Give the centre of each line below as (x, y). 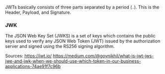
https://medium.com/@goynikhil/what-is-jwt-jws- (103, 56)
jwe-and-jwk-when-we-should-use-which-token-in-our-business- (73, 61)
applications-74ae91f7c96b (33, 67)
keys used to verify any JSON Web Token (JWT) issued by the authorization (83, 41)
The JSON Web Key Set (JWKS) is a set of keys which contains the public (80, 36)
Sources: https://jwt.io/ (28, 56)
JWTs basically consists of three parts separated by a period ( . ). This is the (82, 7)
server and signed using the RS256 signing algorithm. (60, 46)
